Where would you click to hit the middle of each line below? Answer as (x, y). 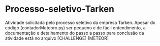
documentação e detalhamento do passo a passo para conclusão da (75, 33)
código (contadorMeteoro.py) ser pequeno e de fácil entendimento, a (76, 27)
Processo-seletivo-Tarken (60, 9)
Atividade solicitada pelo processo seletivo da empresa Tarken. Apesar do (80, 23)
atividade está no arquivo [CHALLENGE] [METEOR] (57, 38)
